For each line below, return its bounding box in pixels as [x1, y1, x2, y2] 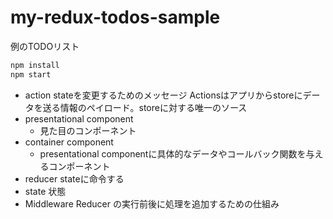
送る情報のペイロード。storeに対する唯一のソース [42, 101, 248, 113]
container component [24, 136, 114, 148]
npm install [10, 60, 60, 70]
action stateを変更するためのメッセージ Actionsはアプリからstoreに [24, 89, 303, 101]
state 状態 [24, 185, 67, 197]
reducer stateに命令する [24, 172, 125, 185]
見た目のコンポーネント [39, 124, 137, 136]
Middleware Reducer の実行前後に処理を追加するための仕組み [24, 197, 280, 210]
